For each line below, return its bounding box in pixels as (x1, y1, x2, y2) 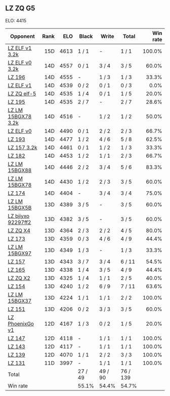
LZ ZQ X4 (8, 227, 30, 234)
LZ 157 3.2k (8, 144, 37, 151)
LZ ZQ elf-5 (8, 90, 36, 97)
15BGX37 (8, 297, 32, 304)
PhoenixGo (8, 320, 34, 327)
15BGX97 (8, 249, 32, 257)
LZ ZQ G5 (5, 4, 35, 13)
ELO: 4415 (5, 17, 27, 23)
